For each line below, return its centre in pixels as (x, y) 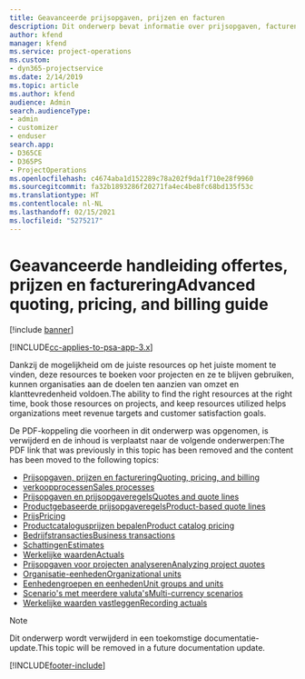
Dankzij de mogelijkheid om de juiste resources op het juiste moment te (143, 364)
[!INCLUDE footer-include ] (58, 665)
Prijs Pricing (44, 515)
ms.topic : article (44, 85)
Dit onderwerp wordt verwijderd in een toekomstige (106, 638)
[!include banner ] (42, 329)
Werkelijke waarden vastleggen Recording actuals (115, 603)
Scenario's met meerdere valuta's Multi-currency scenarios (133, 593)
